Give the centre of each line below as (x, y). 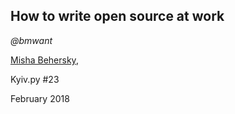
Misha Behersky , (44, 60)
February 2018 (40, 98)
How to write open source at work (117, 16)
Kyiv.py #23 (35, 79)
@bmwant (31, 40)
